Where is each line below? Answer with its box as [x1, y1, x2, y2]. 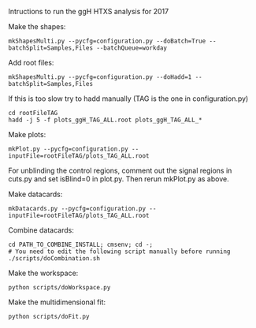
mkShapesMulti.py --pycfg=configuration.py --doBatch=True [8, 37, 206, 45]
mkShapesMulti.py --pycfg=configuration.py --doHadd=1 [8, 73, 192, 81]
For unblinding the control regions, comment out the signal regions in [8, 166, 232, 175]
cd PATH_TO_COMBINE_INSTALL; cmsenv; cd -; [8, 240, 154, 248]
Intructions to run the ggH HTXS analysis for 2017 [8, 7, 169, 16]
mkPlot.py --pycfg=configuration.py [8, 145, 128, 153]
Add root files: [8, 58, 54, 67]
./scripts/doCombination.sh [8, 255, 101, 263]
